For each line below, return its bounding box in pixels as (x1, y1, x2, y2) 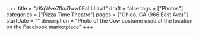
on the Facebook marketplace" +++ (6, 23, 94, 30)
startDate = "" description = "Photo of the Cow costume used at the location (6, 17, 193, 24)
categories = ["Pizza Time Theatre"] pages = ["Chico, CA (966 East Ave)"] (6, 11, 188, 18)
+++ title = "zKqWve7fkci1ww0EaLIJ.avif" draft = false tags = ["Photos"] (6, 5, 184, 12)
